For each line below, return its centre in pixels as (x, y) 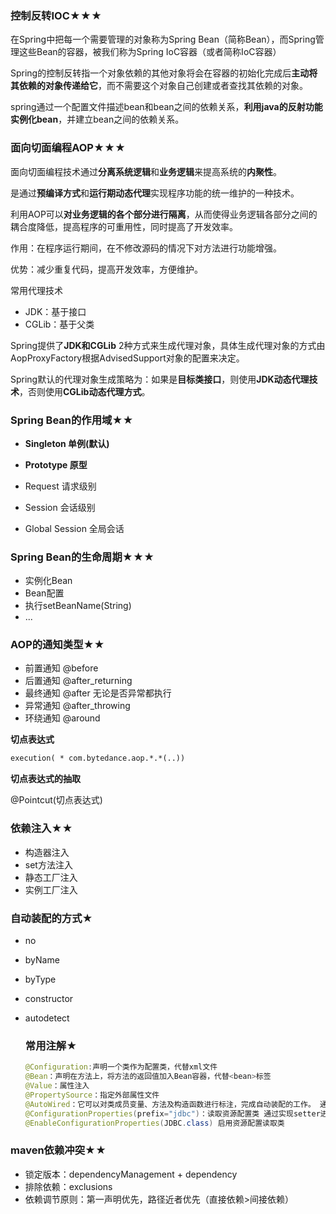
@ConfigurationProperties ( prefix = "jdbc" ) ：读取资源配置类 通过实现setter (172, 1113)
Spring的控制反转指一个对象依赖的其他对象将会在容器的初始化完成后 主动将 (164, 73)
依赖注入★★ (41, 829)
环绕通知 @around (62, 718)
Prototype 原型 (56, 464)
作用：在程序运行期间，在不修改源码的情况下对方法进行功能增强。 (146, 248)
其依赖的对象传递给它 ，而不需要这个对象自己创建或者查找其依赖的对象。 (159, 86)
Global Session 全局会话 (74, 528)
